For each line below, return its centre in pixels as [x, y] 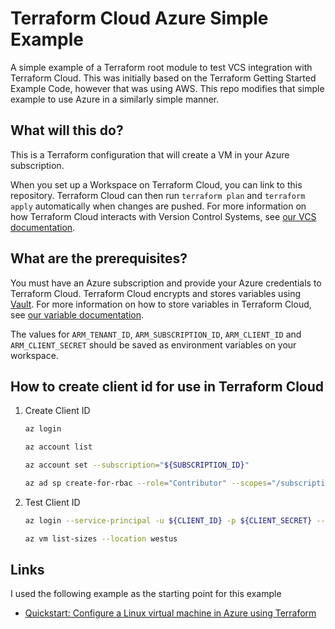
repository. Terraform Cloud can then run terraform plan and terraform [158, 195]
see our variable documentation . [77, 314]
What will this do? [67, 130]
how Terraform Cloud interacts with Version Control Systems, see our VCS [163, 216]
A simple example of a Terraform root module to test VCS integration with [161, 67]
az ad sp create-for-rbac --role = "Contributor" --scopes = [148, 483]
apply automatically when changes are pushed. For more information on [158, 206]
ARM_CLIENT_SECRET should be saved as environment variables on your [153, 344]
